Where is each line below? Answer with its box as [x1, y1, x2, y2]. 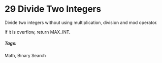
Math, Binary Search [4, 52, 46, 58]
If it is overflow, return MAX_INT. [4, 29, 71, 35]
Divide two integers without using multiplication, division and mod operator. [4, 20, 158, 25]
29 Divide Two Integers [4, 3, 101, 15]
